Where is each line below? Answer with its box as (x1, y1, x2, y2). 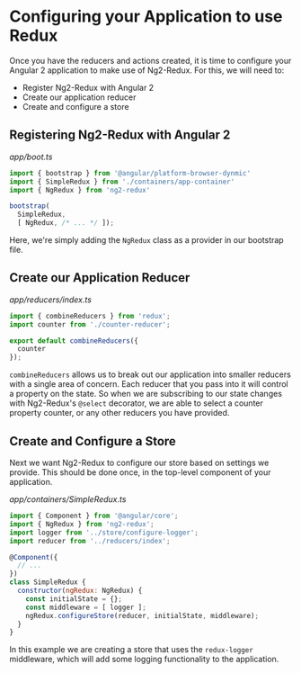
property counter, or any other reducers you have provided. (9, 408, 230, 418)
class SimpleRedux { (9, 578, 87, 587)
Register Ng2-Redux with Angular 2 (22, 82, 155, 93)
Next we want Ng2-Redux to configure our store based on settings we (9, 457, 270, 468)
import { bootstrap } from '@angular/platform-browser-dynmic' (9, 168, 252, 177)
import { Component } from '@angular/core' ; (9, 511, 179, 520)
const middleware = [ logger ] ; (25, 603, 146, 612)
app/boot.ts (9, 151, 53, 162)
